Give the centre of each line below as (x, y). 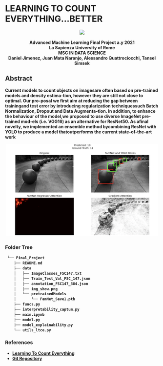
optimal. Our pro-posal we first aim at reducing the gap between (71, 101)
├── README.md (28, 263)
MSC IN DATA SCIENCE (82, 53)
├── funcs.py (27, 305)
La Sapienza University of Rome (82, 47)
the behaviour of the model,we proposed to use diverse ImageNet (73, 116)
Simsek (82, 63)
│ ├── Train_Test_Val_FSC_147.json (52, 279)
